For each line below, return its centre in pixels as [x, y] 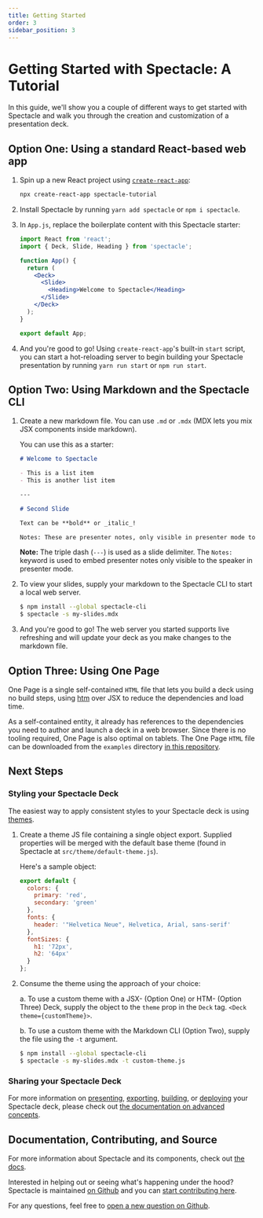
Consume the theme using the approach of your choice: [110, 984]
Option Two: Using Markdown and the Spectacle [129, 390]
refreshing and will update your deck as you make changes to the [125, 638]
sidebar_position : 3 [42, 30]
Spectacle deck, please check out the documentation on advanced [117, 1106]
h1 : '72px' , [53, 947]
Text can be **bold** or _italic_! [78, 523]
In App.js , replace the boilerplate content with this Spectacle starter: [130, 224]
